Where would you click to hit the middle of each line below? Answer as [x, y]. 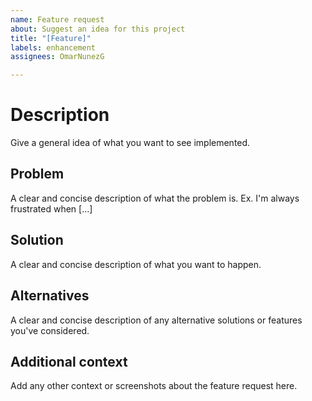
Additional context [69, 361]
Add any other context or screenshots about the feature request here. [154, 386]
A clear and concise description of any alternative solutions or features [156, 320]
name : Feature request [57, 19]
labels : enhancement [53, 47]
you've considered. [50, 330]
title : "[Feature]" [51, 38]
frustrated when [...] [51, 208]
